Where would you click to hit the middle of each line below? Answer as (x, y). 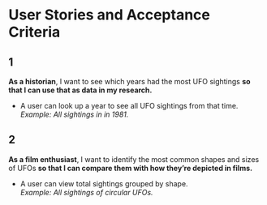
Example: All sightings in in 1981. (74, 114)
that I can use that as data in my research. (80, 90)
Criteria (34, 32)
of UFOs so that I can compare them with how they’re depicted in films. (131, 168)
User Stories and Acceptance (110, 15)
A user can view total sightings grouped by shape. (104, 183)
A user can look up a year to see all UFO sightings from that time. (129, 106)
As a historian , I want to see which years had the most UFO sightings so (129, 81)
